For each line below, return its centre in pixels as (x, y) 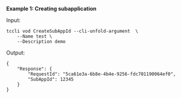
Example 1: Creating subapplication (51, 9)
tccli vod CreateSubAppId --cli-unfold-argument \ (72, 31)
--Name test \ (35, 36)
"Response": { (35, 69)
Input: (14, 20)
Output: (16, 53)
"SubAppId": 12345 (51, 79)
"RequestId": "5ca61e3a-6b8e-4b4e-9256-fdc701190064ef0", (102, 74)
